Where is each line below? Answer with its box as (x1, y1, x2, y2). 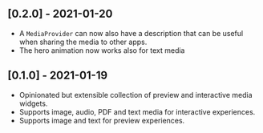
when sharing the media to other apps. (18, 37, 148, 46)
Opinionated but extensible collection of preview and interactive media (18, 90, 253, 99)
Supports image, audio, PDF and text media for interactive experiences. (18, 107, 256, 116)
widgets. (18, 99, 48, 108)
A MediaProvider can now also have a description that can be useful (18, 28, 244, 38)
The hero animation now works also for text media (18, 45, 185, 55)
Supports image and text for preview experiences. (18, 115, 185, 125)
